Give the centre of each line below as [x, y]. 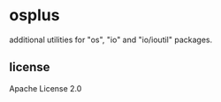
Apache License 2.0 [46, 88]
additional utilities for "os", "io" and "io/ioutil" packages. [111, 40]
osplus [34, 15]
